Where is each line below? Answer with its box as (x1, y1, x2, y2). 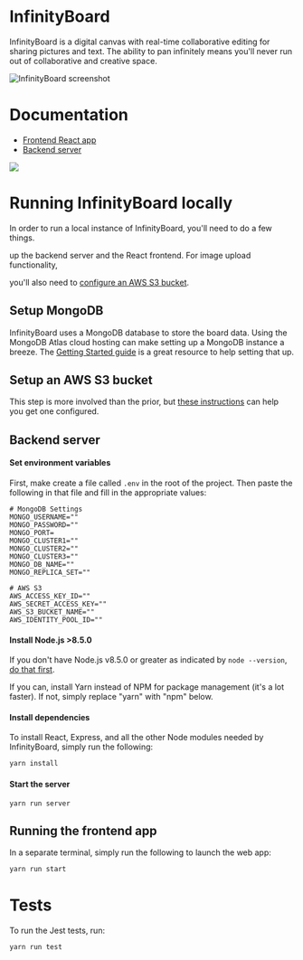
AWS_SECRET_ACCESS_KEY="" (9, 599, 107, 609)
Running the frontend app (9, 823, 157, 838)
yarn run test (9, 943, 63, 952)
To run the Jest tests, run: (9, 925, 106, 936)
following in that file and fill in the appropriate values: (9, 487, 207, 498)
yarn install (9, 759, 59, 768)
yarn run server (9, 798, 71, 808)
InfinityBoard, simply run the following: (9, 741, 154, 752)
